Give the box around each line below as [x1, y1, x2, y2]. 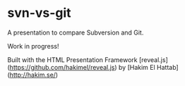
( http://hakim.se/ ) [7, 70, 59, 79]
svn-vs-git [7, 5, 72, 21]
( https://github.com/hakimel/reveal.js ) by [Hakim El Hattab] [7, 63, 179, 71]
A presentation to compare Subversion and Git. [7, 28, 144, 37]
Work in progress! [7, 42, 59, 50]
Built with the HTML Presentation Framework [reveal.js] [7, 55, 168, 64]
